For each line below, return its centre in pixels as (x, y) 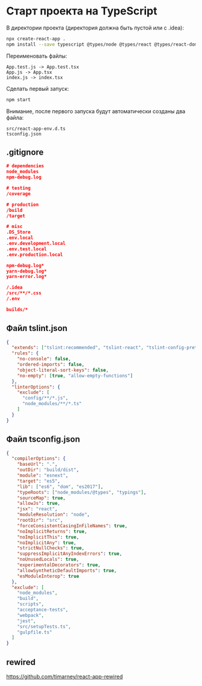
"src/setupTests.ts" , (44, 626)
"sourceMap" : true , (41, 498)
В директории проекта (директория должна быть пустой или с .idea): (95, 28)
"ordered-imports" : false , (51, 365)
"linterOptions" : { (36, 387)
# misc (14, 227)
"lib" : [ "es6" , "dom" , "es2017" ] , (60, 487)
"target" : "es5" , (39, 481)
